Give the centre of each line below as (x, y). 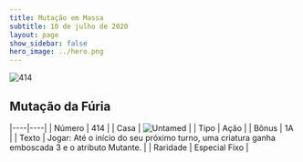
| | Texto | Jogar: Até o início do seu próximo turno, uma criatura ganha (143, 137)
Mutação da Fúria (60, 106)
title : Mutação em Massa (57, 18)
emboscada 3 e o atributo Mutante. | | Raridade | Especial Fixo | (129, 147)
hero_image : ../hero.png (57, 52)
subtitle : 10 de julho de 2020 (69, 26)
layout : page (34, 35)
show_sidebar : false (49, 43)
